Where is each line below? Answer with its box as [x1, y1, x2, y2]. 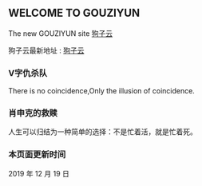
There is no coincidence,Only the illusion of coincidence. [8, 86, 196, 96]
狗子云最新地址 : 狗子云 [8, 46, 85, 55]
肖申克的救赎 [8, 108, 58, 119]
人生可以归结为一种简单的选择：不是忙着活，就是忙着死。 [8, 127, 197, 137]
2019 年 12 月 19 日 [8, 168, 70, 178]
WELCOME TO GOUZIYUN [8, 6, 141, 20]
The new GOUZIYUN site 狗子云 [8, 28, 113, 38]
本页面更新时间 [8, 149, 66, 160]
